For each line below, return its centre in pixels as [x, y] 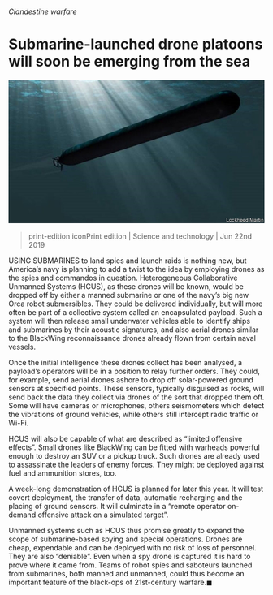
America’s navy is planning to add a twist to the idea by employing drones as [136, 269]
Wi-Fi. [19, 423]
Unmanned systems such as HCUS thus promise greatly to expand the [126, 531]
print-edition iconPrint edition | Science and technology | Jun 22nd [140, 236]
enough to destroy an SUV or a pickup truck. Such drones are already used [134, 456]
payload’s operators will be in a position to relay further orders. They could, [134, 371]
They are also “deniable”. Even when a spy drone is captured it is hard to [130, 557]
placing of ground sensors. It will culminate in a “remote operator [117, 507]
